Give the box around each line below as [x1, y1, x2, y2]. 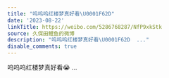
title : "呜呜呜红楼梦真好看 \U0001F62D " [7, 10, 115, 18]
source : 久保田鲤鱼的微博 [7, 30, 75, 37]
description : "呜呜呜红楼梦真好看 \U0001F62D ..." [7, 37, 149, 44]
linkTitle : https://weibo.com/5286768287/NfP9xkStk [7, 23, 162, 30]
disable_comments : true [7, 43, 77, 50]
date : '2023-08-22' [7, 17, 65, 24]
